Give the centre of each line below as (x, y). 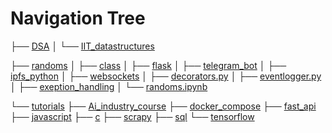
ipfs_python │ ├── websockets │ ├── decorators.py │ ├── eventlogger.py (166, 76)
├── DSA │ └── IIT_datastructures (82, 46)
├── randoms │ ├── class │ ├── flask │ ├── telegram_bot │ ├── (148, 65)
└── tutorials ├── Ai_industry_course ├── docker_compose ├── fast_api (163, 106)
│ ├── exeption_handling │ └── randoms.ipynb (109, 86)
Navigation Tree (78, 18)
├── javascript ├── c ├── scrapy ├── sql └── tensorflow (132, 116)
